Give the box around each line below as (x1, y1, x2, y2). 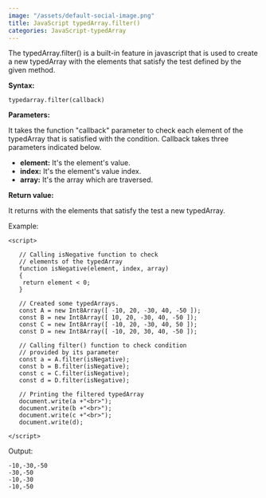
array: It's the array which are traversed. (19, 175, 154, 184)
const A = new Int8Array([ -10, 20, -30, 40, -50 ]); (18, 306, 201, 315)
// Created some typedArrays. (18, 300, 119, 308)
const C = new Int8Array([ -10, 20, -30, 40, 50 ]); (18, 321, 198, 329)
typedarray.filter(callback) (8, 97, 105, 105)
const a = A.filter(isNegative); (18, 356, 130, 364)
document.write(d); (18, 418, 84, 427)
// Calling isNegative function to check (18, 251, 158, 259)
